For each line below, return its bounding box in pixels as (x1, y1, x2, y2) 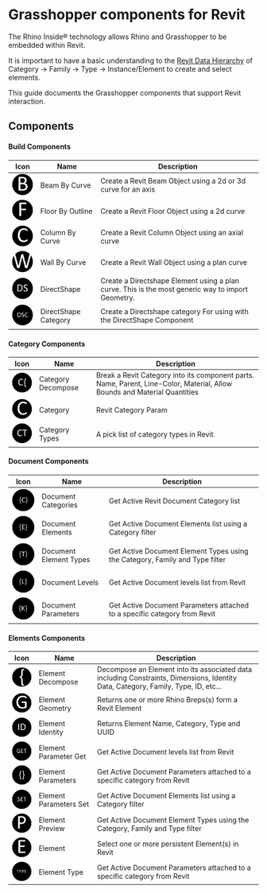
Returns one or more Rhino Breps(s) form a (96, 694, 238, 705)
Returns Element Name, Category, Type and (96, 719, 241, 728)
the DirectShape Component (100, 316, 194, 325)
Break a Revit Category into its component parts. (95, 370, 254, 379)
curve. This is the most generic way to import (100, 284, 249, 293)
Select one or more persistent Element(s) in (96, 839, 239, 848)
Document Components (8, 456, 89, 466)
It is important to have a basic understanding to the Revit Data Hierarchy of (8, 56, 253, 65)
